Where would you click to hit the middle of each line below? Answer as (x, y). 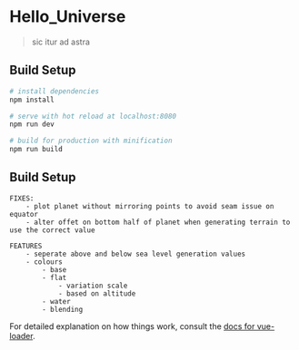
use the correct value (52, 230)
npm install (32, 100)
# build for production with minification (91, 141)
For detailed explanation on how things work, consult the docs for (132, 326)
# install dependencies (55, 91)
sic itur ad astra (61, 42)
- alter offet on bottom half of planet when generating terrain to (158, 222)
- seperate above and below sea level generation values (136, 254)
